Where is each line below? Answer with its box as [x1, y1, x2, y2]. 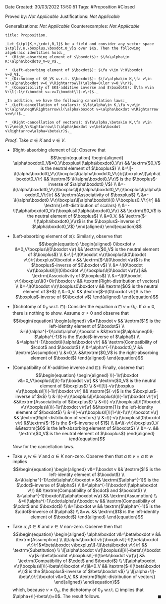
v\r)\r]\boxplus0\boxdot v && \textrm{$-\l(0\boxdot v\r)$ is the [23, 257, 151, 262]
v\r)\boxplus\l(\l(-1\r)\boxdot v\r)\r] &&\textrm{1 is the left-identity [20, 404, 154, 410]
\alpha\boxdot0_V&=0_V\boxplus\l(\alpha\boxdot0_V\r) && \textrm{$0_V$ [13, 160, 161, 166]
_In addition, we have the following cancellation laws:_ [5, 98, 127, 103]
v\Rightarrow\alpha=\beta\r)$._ [5, 128, 72, 133]
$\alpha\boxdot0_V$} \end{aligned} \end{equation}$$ [32, 224, 142, 230]
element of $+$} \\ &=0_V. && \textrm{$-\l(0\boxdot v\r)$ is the [23, 289, 151, 294]
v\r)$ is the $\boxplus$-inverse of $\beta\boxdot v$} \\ [17, 568, 130, 574]
